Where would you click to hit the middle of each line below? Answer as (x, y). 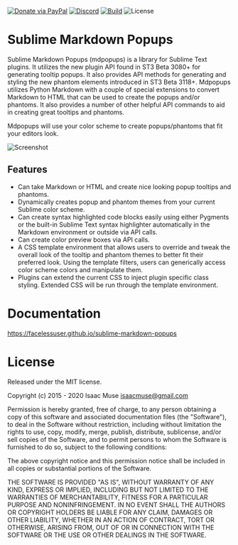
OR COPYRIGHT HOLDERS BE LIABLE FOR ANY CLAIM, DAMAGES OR (110, 512)
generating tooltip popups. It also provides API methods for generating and (117, 74)
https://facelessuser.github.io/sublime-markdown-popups (92, 333)
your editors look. (33, 133)
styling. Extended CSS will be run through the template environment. (118, 285)
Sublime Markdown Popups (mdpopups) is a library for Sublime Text (107, 59)
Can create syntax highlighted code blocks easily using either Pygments (123, 217)
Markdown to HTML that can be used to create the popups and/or (104, 97)
